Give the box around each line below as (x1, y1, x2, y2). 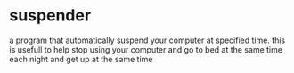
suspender (9, 5, 92, 26)
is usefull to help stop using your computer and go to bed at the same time (9, 44, 283, 54)
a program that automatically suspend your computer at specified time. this (9, 35, 286, 45)
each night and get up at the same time (9, 53, 153, 64)
